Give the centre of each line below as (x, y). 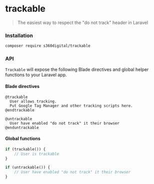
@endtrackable (20, 110)
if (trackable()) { (25, 149)
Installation (19, 35)
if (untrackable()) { (28, 167)
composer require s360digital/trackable (48, 46)
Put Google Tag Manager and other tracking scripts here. (71, 105)
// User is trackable (36, 154)
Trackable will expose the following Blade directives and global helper (77, 69)
